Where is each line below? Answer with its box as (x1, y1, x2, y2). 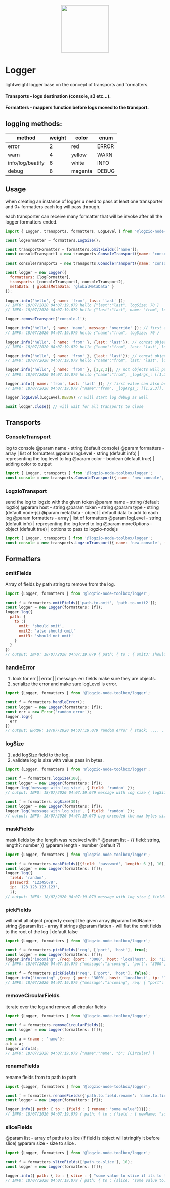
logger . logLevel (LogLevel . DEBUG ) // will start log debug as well (5, 395, 148, 400)
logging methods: (5, 119, 62, 128)
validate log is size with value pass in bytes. (12, 757, 104, 763)
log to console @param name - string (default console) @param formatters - (5, 445, 165, 451)
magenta (71, 167, 93, 174)
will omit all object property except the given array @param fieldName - (5, 917, 155, 923)
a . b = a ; (5, 1041, 24, 1046)
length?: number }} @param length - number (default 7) (5, 842, 121, 848)
